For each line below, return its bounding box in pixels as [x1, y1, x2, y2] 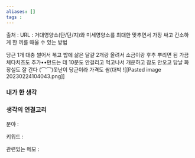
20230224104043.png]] [6, 72, 65, 80]
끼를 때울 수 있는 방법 [18, 38, 68, 46]
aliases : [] [6, 8, 35, 15]
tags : [6, 14, 22, 20]
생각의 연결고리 [6, 106, 47, 114]
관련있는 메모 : [6, 146, 40, 153]
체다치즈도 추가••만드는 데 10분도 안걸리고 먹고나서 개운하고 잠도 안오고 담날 [6, 59, 183, 66]
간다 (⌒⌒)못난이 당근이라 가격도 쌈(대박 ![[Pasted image [28, 66, 161, 73]
